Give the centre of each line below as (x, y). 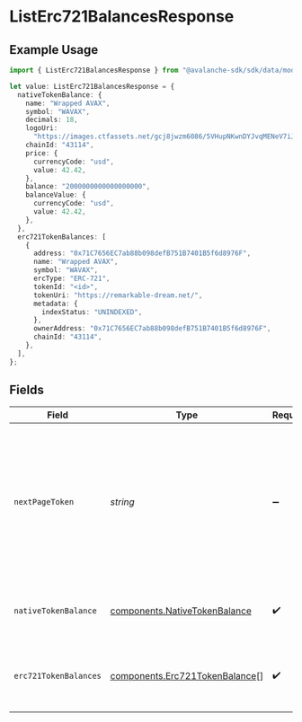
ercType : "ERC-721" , (71, 278)
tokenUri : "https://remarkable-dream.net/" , (118, 295)
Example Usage (54, 50)
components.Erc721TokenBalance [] (187, 676)
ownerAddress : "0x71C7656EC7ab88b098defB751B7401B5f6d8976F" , (152, 329)
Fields (27, 390)
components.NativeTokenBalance (181, 611)
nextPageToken (44, 502)
